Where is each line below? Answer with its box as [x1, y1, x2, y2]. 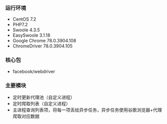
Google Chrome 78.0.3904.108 [12, 38, 77, 44]
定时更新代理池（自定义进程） [12, 94, 75, 100]
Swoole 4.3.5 [12, 27, 40, 33]
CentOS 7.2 [12, 16, 36, 22]
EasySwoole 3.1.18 [12, 32, 51, 38]
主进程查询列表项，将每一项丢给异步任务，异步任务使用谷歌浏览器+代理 [12, 107, 162, 113]
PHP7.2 [12, 22, 28, 28]
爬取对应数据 [12, 113, 39, 119]
